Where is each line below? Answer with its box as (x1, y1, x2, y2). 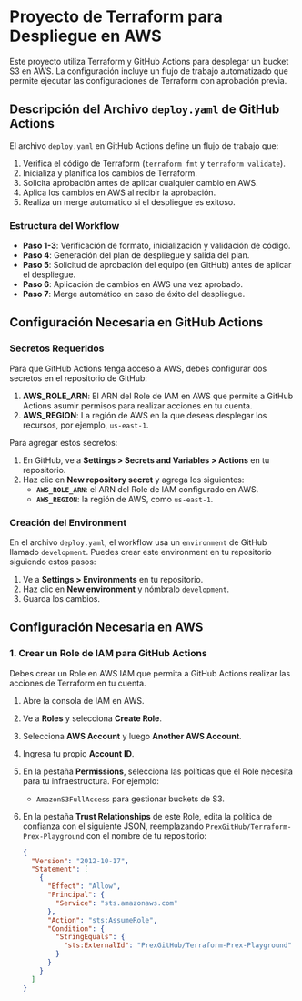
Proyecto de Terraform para (9, 6, 223, 27)
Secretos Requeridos (9, 342, 105, 355)
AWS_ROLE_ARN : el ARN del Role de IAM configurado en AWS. (35, 483, 259, 494)
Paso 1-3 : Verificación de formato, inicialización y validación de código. (22, 240, 291, 252)
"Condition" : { (46, 924, 106, 934)
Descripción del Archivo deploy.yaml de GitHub (9, 102, 280, 118)
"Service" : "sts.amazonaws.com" (55, 898, 178, 908)
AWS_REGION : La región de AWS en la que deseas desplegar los (22, 409, 267, 420)
